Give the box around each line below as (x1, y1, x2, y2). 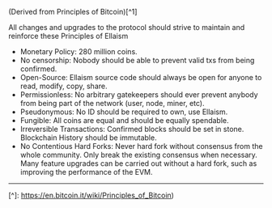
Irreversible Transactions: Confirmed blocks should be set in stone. (19, 125, 244, 134)
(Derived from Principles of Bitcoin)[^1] (8, 7, 138, 16)
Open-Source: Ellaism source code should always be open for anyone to (19, 73, 262, 82)
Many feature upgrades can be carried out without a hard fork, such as (19, 159, 257, 168)
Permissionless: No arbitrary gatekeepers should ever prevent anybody (19, 90, 258, 100)
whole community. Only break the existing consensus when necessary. (19, 150, 257, 159)
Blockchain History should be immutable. (19, 133, 157, 142)
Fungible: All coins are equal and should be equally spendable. (19, 116, 229, 125)
